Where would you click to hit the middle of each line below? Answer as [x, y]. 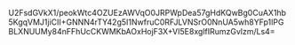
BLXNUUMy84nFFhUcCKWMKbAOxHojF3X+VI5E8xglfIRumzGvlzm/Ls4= [142, 31]
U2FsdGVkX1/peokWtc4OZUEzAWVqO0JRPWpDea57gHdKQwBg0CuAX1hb [147, 13]
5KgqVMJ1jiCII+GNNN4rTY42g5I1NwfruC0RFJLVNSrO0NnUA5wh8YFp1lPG [146, 22]
